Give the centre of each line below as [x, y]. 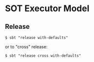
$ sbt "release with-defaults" [37, 38]
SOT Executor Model [47, 9]
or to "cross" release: [26, 47]
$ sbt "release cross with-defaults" [43, 56]
